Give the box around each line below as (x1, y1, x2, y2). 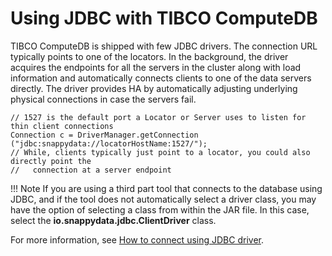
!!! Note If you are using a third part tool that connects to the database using (10, 182, 323, 194)
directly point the (10, 156, 92, 166)
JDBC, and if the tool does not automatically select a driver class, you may (10, 193, 317, 205)
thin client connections (10, 121, 114, 131)
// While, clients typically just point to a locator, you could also (10, 147, 311, 157)
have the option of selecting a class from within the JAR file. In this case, (10, 203, 310, 216)
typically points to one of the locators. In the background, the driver (10, 50, 289, 62)
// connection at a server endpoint (10, 165, 172, 175)
